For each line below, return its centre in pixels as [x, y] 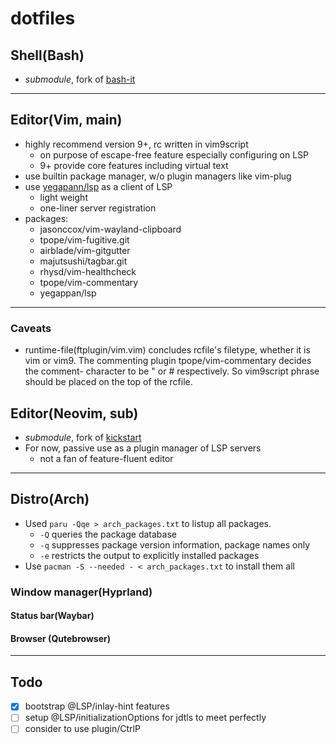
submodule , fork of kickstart [83, 437]
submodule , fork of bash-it [80, 79]
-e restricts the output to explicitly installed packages [149, 555]
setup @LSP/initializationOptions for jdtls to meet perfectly [145, 718]
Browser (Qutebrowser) [60, 638]
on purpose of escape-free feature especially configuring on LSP [174, 154]
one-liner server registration [98, 208]
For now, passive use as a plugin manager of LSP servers [143, 448]
